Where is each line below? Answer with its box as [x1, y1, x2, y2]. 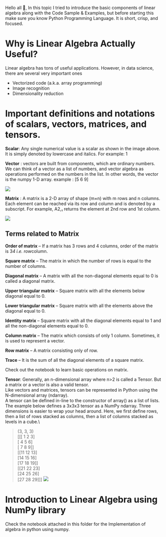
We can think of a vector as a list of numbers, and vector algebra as [5, 166, 144, 172]
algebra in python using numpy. [5, 526, 70, 532]
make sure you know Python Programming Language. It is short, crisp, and [5, 15, 158, 21]
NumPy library [5, 504, 66, 516]
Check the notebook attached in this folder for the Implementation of [5, 521, 146, 527]
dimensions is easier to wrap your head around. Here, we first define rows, [5, 408, 158, 414]
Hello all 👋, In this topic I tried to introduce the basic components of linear [5, 5, 156, 10]
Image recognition [12, 85, 50, 91]
